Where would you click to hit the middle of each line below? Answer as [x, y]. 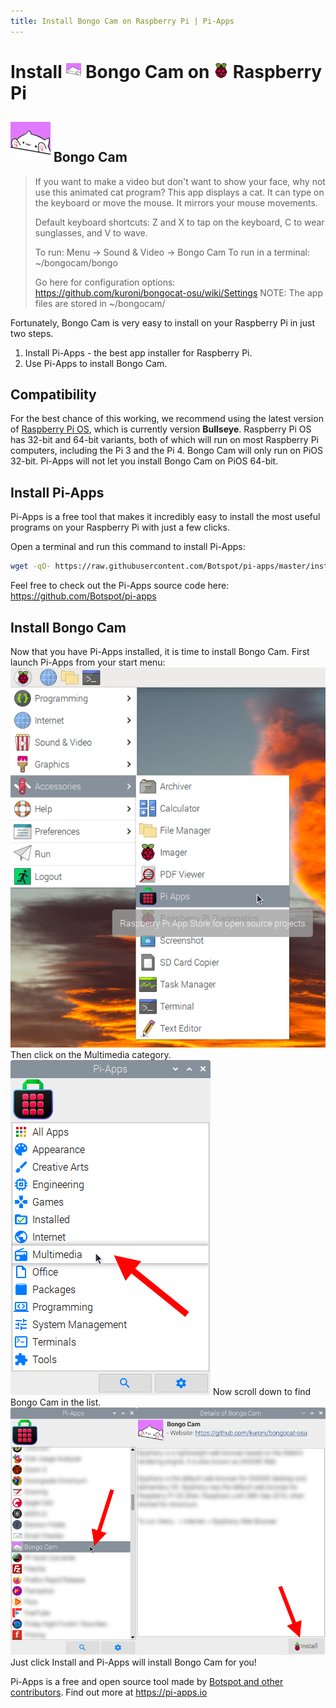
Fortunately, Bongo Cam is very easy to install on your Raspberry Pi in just [162, 322]
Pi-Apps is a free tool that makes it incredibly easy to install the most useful [165, 517]
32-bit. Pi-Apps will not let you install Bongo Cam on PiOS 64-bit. [144, 461]
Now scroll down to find [262, 1391]
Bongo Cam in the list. [56, 1402]
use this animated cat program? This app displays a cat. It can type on [179, 192]
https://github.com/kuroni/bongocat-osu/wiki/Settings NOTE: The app [178, 292]
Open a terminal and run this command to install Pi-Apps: [128, 547]
